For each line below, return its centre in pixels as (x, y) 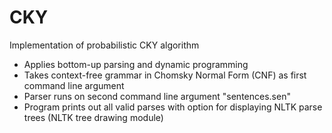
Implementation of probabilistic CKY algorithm (104, 45)
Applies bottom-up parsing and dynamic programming (136, 64)
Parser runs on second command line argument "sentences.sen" (157, 96)
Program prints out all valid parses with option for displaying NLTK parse (173, 107)
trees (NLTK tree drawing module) (93, 117)
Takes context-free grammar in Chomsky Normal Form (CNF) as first (165, 75)
